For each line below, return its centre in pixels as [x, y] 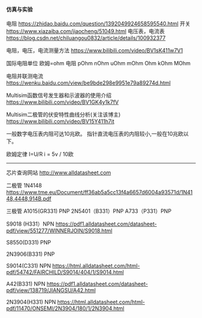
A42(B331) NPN [26, 284]
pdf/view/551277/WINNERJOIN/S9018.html [59, 231]
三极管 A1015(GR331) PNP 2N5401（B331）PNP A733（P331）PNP [89, 211]
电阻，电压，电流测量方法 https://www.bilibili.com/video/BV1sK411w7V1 [95, 51]
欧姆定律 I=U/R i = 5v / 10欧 [40, 154]
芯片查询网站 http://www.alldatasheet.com [59, 173]
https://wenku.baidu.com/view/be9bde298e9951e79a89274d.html [89, 83]
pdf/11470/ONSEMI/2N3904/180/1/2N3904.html [65, 308]
